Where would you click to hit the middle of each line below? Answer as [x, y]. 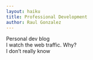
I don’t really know [28, 51]
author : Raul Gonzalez [34, 22]
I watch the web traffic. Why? [42, 45]
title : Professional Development [47, 17]
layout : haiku [23, 11]
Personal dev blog [28, 39]
